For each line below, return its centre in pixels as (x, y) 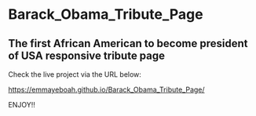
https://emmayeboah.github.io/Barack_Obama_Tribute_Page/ (107, 89)
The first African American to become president (128, 43)
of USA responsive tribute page (87, 55)
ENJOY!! (22, 105)
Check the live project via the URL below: (75, 74)
